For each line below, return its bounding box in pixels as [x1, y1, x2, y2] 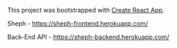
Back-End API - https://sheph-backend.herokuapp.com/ [7, 33, 170, 41]
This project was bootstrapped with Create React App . [7, 6, 165, 14]
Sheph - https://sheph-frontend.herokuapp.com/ [7, 19, 149, 27]
